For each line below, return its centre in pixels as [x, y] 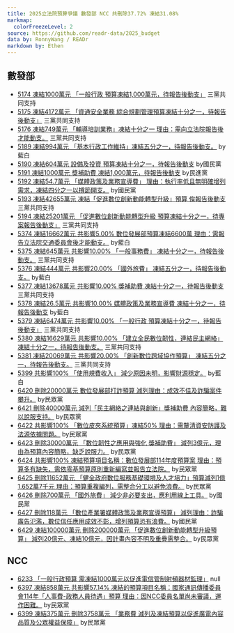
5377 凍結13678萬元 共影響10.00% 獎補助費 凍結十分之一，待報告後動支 [120, 286]
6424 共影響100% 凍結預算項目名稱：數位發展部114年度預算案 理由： [116, 460]
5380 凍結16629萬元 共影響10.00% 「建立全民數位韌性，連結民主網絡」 [120, 338]
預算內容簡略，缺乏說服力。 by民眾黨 [83, 451]
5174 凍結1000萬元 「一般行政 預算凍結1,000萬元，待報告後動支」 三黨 [118, 94]
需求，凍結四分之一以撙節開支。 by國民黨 [77, 190]
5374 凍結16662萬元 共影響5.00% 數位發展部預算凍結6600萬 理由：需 [118, 234]
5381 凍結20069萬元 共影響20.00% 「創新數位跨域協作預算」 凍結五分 [119, 356]
